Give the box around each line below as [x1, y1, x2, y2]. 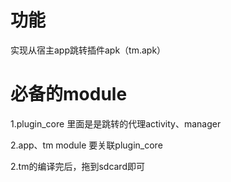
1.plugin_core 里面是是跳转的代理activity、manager [10, 117, 222, 130]
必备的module [10, 83, 128, 106]
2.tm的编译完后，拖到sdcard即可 [10, 160, 145, 172]
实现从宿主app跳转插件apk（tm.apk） [10, 44, 167, 56]
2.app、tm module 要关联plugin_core [10, 139, 163, 151]
